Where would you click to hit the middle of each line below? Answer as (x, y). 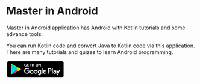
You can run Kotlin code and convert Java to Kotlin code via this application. (101, 46)
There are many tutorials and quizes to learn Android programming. (90, 52)
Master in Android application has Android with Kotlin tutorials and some (96, 28)
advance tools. (25, 34)
